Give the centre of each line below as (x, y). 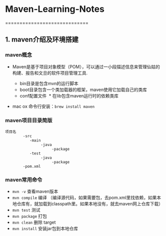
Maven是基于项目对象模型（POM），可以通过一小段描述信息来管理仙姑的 (86, 67)
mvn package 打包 (29, 216)
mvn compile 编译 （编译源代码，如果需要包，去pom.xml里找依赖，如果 (84, 198)
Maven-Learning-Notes (55, 9)
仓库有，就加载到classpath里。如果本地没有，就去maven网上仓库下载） (90, 204)
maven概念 (19, 55)
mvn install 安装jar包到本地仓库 (45, 229)
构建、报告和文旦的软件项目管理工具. (50, 73)
